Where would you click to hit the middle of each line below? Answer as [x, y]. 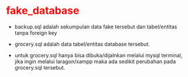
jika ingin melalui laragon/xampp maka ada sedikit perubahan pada [95, 61]
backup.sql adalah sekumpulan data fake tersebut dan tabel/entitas [96, 27]
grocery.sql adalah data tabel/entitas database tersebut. [82, 44]
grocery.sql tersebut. [40, 67]
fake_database [43, 11]
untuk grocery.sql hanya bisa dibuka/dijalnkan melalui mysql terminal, [98, 55]
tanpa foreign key [36, 32]
